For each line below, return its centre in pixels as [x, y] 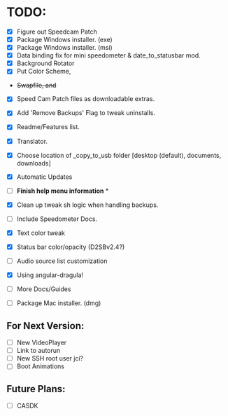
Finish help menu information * [63, 191]
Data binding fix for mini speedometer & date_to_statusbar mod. [108, 55]
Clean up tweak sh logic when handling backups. [87, 205]
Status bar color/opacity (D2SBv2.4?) [71, 247]
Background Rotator [45, 63]
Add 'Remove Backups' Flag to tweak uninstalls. [86, 113]
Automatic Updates [44, 177]
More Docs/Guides [44, 289]
